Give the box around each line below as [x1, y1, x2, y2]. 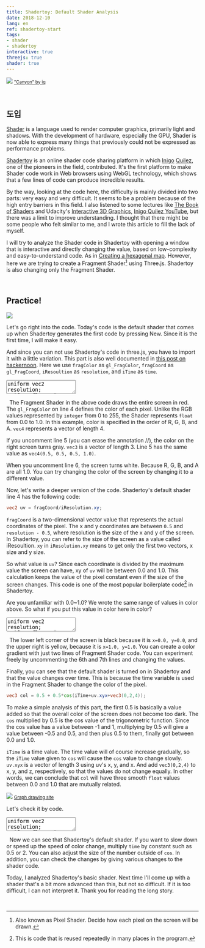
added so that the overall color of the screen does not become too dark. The [6, 711, 199, 718]
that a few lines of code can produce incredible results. [6, 176, 145, 184]
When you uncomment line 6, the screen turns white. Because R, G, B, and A [6, 461, 199, 469]
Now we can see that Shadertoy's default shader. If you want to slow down [9, 836, 198, 843]
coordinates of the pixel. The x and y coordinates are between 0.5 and [6, 522, 183, 529]
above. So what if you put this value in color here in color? [6, 605, 153, 613]
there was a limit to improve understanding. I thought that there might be [6, 214, 189, 222]
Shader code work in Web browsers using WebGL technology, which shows [6, 170, 197, 177]
